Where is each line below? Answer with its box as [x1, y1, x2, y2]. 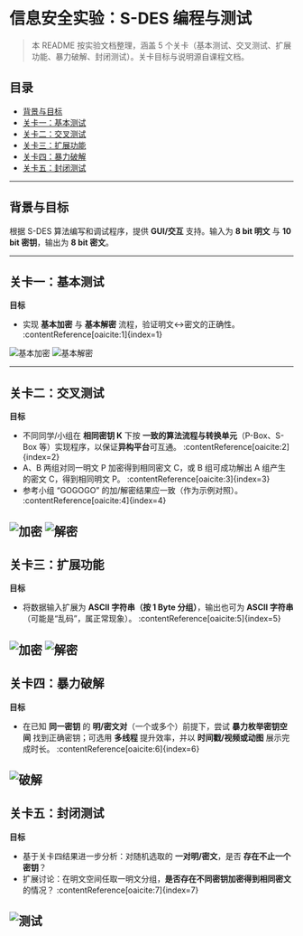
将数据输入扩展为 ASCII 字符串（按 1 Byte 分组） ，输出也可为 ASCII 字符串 [22, 602, 294, 613]
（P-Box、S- [237, 430, 285, 441]
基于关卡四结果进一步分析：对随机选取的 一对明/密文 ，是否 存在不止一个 [22, 850, 291, 861]
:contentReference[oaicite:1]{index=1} [22, 329, 163, 340]
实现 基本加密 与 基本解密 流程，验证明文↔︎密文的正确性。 [22, 319, 241, 330]
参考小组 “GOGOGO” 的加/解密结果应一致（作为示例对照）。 [22, 485, 243, 496]
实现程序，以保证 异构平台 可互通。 [54, 442, 182, 453]
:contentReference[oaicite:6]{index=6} [56, 743, 200, 754]
